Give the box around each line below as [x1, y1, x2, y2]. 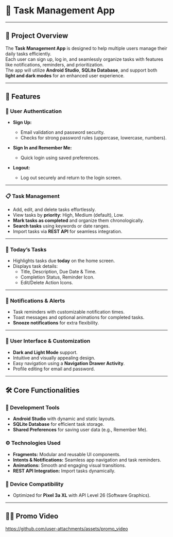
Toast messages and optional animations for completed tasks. [12, 314, 145, 321]
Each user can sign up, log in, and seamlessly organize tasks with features [5, 56, 164, 62]
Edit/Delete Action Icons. [20, 280, 74, 286]
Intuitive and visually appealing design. [12, 355, 95, 361]
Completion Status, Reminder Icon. [20, 274, 95, 280]
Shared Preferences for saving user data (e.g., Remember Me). [12, 427, 148, 433]
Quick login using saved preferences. [20, 154, 100, 161]
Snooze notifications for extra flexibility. [12, 320, 99, 326]
